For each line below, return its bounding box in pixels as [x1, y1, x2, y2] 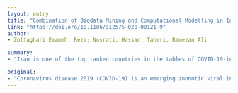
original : [7, 68, 37, 75]
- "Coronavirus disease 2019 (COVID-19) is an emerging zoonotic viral [7, 75, 223, 82]
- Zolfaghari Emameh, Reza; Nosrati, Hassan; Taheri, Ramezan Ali [7, 37, 208, 44]
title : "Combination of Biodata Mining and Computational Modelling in [7, 17, 223, 24]
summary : [7, 49, 33, 56]
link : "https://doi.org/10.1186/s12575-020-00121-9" [7, 23, 166, 30]
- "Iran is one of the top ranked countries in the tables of [7, 56, 195, 63]
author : [7, 30, 30, 37]
